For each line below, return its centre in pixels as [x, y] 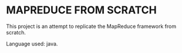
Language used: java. [32, 44]
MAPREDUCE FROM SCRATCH [81, 10]
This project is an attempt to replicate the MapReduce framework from [91, 26]
